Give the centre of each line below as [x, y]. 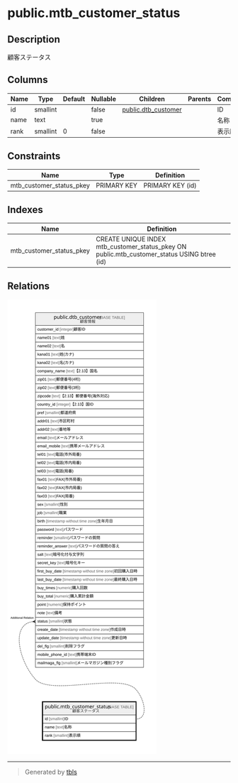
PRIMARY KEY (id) [170, 185]
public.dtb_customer [152, 109]
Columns [28, 80]
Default [74, 99]
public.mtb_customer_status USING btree [156, 254]
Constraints [34, 156]
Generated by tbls [51, 772]
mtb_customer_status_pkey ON [141, 247]
